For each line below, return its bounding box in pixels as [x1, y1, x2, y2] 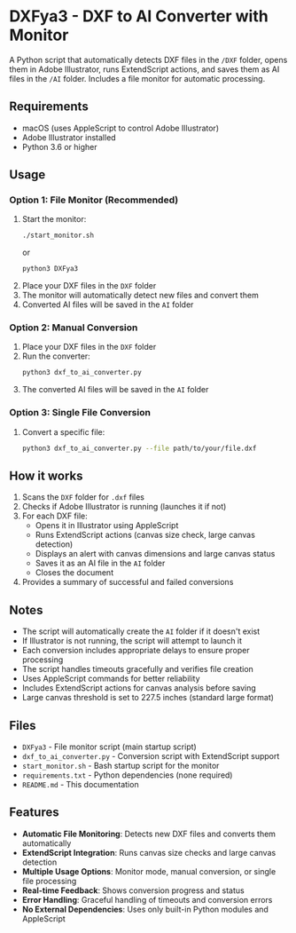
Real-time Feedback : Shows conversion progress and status [21, 885, 245, 896]
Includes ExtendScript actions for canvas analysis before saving [21, 683, 257, 693]
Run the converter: [21, 351, 90, 361]
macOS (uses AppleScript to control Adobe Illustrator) [21, 123, 220, 133]
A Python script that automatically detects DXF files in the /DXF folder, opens [9, 54, 288, 65]
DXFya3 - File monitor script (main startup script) [21, 741, 197, 752]
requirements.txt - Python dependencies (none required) [21, 770, 233, 780]
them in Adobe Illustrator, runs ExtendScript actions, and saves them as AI [9, 64, 280, 75]
